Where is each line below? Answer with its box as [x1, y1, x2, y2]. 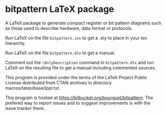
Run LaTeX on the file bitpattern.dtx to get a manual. [5, 50, 116, 56]
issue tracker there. [5, 105, 45, 111]
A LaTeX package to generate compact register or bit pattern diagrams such [5, 20, 162, 26]
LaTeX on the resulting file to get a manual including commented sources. [5, 65, 156, 71]
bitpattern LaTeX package [5, 3, 115, 15]
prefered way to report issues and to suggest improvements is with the [5, 100, 151, 106]
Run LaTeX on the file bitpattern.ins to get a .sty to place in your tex [5, 35, 147, 41]
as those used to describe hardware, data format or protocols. [5, 25, 133, 31]
